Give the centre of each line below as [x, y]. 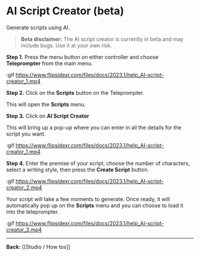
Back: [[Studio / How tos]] [38, 246]
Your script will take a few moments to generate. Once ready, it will [88, 199]
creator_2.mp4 [24, 187]
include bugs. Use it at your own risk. [66, 45]
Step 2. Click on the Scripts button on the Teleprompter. [75, 92]
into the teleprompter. [33, 212]
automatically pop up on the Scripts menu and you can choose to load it [95, 205]
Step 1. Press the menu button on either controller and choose [82, 57]
